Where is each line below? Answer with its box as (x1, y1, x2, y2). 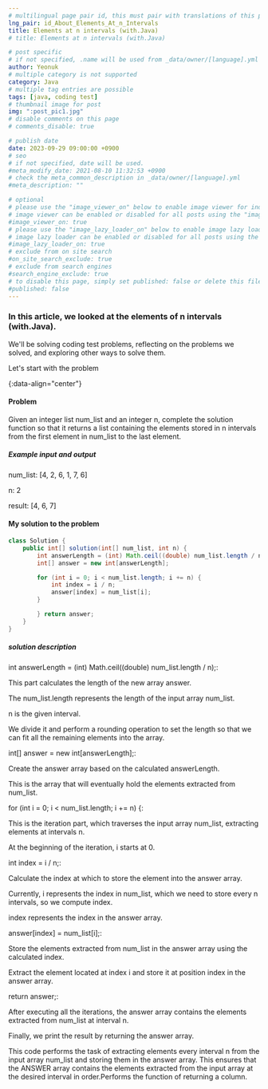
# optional (8, 196, 45, 204)
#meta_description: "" (8, 181, 84, 190)
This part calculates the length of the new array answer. (8, 677, 192, 687)
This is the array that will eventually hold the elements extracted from (8, 779, 236, 788)
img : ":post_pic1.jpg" (8, 108, 84, 116)
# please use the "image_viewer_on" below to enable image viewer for (8, 203, 248, 211)
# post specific (8, 49, 62, 57)
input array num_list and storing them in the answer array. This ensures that (8, 1055, 257, 1064)
